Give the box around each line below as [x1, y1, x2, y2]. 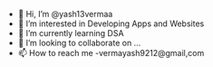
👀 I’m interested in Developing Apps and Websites [17, 18, 205, 29]
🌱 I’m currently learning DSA [17, 28, 124, 38]
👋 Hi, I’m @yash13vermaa [17, 9, 113, 19]
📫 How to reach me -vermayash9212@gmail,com [17, 48, 205, 58]
